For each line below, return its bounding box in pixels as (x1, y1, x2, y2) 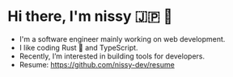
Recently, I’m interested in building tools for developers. (19, 51, 205, 61)
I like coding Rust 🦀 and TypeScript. (19, 43, 138, 52)
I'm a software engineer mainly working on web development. (19, 34, 226, 43)
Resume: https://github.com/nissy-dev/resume (19, 59, 175, 69)
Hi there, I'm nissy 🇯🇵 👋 (7, 7, 173, 26)
